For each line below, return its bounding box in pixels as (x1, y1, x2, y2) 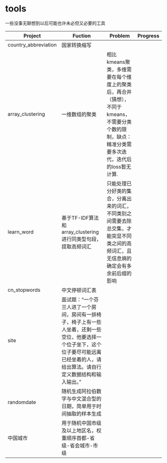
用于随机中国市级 (61, 420, 102, 427)
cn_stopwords (7, 286, 41, 293)
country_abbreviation (7, 41, 57, 48)
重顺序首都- (61, 435, 90, 442)
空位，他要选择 (61, 333, 97, 340)
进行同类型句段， (61, 235, 102, 242)
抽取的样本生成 (66, 410, 102, 417)
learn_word (7, 228, 34, 235)
